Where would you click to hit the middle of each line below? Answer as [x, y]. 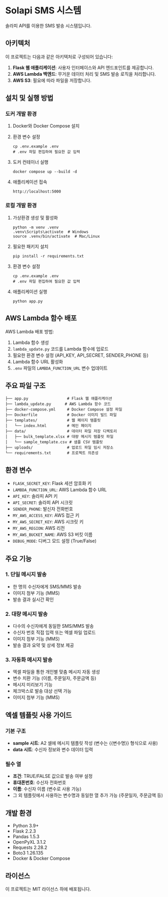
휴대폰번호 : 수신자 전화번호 [39, 783]
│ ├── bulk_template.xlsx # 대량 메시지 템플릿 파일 [59, 437]
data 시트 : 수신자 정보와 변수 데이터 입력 [53, 750]
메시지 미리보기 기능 [32, 685]
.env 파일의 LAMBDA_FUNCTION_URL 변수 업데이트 [60, 368]
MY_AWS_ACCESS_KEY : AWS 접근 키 [46, 516]
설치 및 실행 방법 [29, 98]
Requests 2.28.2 [30, 847]
